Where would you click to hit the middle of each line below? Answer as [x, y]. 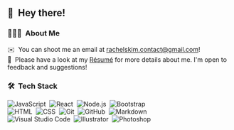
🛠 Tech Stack [33, 86]
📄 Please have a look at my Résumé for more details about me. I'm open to [117, 59]
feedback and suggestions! [47, 67]
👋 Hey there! [37, 13]
